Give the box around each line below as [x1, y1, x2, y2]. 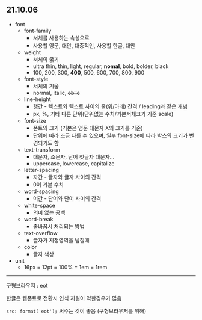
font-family [23, 27, 52, 34]
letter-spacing [23, 166, 59, 173]
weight [23, 48, 41, 56]
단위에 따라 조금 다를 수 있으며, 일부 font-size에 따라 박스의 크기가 [32, 132, 188, 139]
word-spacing [23, 188, 59, 195]
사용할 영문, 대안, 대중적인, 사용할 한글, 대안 [32, 42, 135, 49]
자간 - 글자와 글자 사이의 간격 [32, 173, 102, 180]
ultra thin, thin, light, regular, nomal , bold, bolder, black [32, 63, 169, 70]
